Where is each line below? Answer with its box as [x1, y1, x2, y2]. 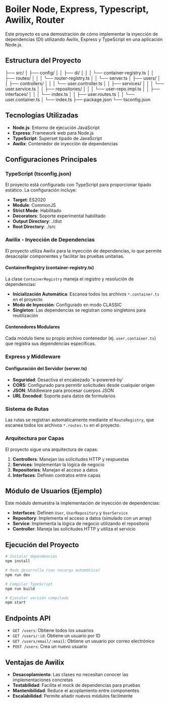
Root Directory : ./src [12, 223, 56, 230]
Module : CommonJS [12, 202, 56, 208]
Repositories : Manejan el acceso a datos [12, 466, 98, 473]
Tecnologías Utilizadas [5, 111, 79, 120]
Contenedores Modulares [5, 324, 60, 330]
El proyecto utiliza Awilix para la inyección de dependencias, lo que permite [5, 248, 162, 254]
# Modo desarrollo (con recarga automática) [5, 568, 100, 573]
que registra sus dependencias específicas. [5, 340, 96, 346]
